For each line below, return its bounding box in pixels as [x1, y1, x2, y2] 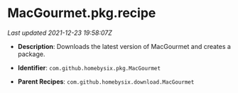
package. [17, 50, 45, 58]
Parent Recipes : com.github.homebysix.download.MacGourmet [17, 77, 195, 86]
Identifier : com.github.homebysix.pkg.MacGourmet [17, 63, 161, 72]
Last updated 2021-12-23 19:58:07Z [7, 28, 112, 37]
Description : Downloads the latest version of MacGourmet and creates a [17, 42, 231, 50]
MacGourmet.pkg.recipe [7, 5, 156, 21]
